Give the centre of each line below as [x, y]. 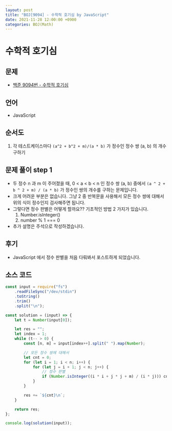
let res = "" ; [29, 329]
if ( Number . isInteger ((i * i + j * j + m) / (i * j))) [101, 377]
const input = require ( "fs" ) [36, 287]
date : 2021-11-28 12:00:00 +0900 [41, 19]
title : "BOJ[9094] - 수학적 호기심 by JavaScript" [57, 15]
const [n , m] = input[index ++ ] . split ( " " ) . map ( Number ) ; [84, 343]
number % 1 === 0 [40, 220]
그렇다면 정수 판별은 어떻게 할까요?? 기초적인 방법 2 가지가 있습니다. [80, 209]
